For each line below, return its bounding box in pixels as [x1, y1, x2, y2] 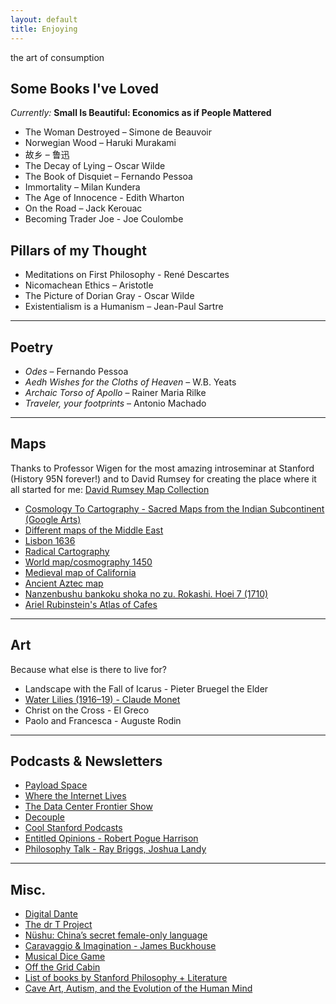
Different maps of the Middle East [24, 524, 164, 536]
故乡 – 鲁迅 [24, 149, 70, 161]
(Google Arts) [24, 513, 82, 525]
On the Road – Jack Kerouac [24, 202, 143, 215]
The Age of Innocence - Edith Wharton [24, 192, 185, 204]
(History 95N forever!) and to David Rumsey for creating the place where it [10, 472, 317, 485]
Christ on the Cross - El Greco [24, 704, 150, 716]
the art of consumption [10, 51, 105, 63]
